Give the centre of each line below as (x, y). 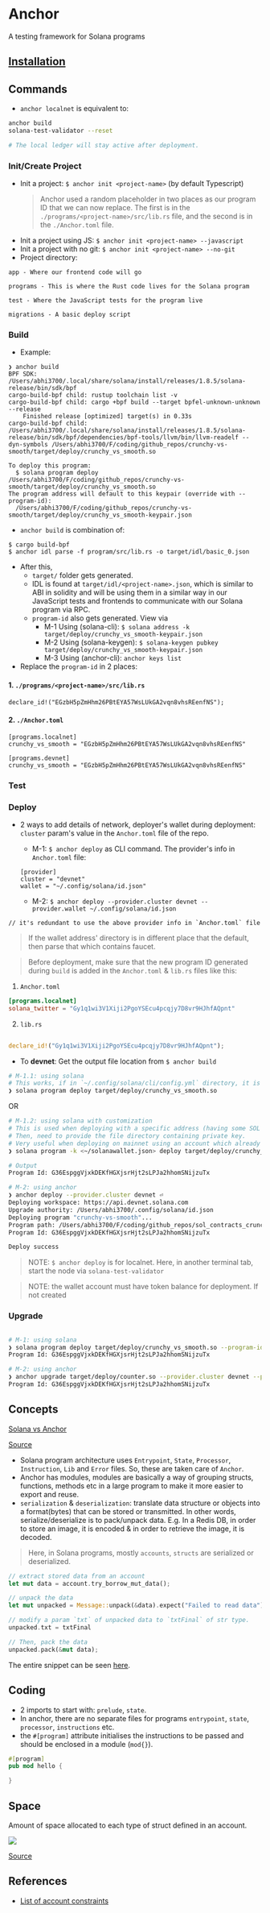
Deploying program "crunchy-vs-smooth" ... (80, 1218)
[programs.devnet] (39, 758)
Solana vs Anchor (37, 1429)
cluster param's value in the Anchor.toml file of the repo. (114, 833)
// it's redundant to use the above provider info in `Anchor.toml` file (135, 923)
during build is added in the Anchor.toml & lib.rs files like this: (132, 970)
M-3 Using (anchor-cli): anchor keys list (113, 658)
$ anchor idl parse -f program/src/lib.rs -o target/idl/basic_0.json (129, 552)
